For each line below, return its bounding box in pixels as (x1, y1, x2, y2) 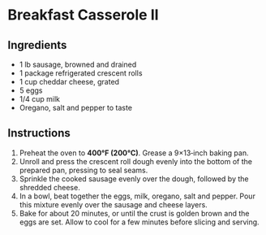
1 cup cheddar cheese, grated (19, 77, 119, 86)
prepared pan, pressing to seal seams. (19, 165, 148, 175)
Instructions (7, 126, 71, 140)
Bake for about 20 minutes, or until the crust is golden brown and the (19, 208, 250, 218)
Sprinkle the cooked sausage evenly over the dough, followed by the (19, 173, 249, 184)
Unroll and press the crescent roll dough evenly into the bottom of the (19, 156, 253, 166)
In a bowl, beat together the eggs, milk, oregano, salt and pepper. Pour (19, 191, 256, 201)
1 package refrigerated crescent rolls (19, 68, 143, 78)
